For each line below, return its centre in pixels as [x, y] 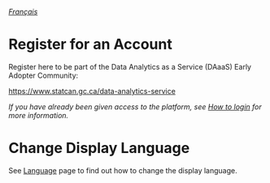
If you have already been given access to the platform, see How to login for [135, 106]
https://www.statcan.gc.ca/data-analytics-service [92, 91]
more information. [39, 115]
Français [23, 12]
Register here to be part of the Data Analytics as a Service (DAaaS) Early [130, 66]
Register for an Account [90, 45]
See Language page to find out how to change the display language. [123, 170]
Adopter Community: [44, 75]
